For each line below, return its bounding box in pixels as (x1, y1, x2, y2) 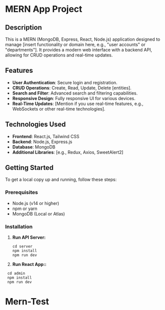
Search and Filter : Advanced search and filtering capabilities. (12, 90, 138, 96)
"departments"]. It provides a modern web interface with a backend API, (5, 47, 152, 52)
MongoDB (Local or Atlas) (12, 210, 65, 216)
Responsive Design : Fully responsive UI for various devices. (12, 95, 136, 101)
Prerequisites (5, 189, 38, 196)
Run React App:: (12, 261, 47, 267)
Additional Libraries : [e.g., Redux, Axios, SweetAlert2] (12, 149, 124, 155)
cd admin (7, 271, 26, 276)
